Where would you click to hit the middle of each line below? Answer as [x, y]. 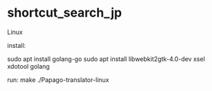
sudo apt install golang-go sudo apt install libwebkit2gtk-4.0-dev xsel [106, 59]
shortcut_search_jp [65, 13]
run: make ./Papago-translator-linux [58, 80]
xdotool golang [28, 66]
